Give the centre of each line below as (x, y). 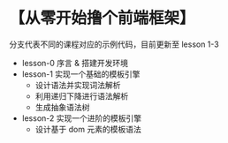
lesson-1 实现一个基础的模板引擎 (81, 74)
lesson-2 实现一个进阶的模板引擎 (82, 118)
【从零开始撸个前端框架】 (103, 18)
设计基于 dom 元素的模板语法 (88, 129)
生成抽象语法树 (62, 107)
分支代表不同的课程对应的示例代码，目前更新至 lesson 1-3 (114, 44)
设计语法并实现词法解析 (78, 85)
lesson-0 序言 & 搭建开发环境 (75, 63)
